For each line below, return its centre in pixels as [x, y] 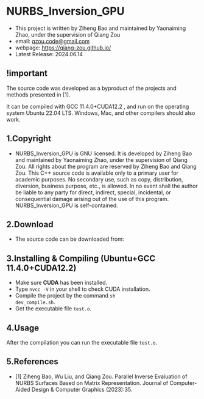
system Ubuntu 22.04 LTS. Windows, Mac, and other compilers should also [101, 113]
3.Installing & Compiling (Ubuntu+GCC [81, 258]
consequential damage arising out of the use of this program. [92, 199]
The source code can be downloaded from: [69, 239]
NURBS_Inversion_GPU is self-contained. [67, 205]
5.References [33, 362]
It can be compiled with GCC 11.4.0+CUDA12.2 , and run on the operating [98, 106]
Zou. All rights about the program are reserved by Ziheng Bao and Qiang [106, 166]
